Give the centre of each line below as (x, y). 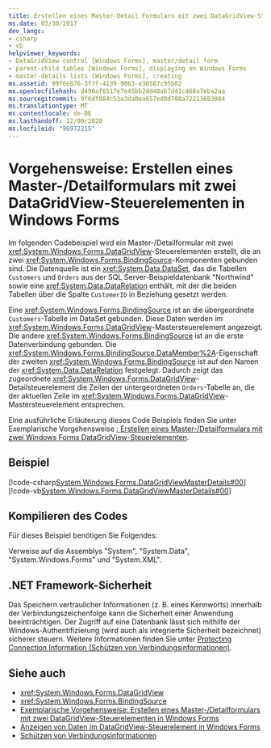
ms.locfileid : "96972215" (52, 129)
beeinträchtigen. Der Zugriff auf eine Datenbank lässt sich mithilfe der (124, 622)
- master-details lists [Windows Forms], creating (95, 76)
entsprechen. (103, 404)
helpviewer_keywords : (45, 53)
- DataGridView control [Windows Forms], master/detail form (113, 61)
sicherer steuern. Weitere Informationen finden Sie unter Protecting (120, 639)
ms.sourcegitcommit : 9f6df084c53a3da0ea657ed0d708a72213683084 (117, 99)
